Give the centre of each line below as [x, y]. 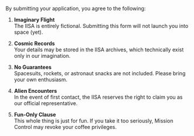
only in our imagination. [42, 56]
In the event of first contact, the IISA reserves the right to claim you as [98, 97]
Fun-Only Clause [35, 114]
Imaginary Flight [34, 20]
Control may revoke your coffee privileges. [65, 127]
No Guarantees [33, 67]
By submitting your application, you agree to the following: [76, 8]
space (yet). [28, 32]
